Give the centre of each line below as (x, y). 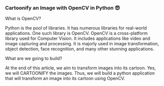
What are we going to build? (34, 58)
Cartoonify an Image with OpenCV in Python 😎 (62, 8)
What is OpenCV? (23, 19)
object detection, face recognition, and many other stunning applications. (80, 49)
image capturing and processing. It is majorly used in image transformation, (82, 44)
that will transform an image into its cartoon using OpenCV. (65, 79)
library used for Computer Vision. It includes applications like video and (78, 38)
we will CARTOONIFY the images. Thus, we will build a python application (80, 73)
